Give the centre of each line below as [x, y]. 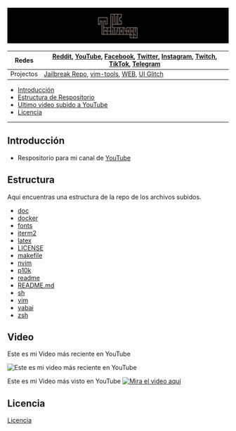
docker [28, 218]
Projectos [24, 74]
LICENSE [31, 247]
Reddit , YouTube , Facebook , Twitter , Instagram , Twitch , [135, 56]
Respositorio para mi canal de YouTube [74, 157]
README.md [36, 285]
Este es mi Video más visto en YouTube [64, 381]
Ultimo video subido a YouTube [63, 104]
